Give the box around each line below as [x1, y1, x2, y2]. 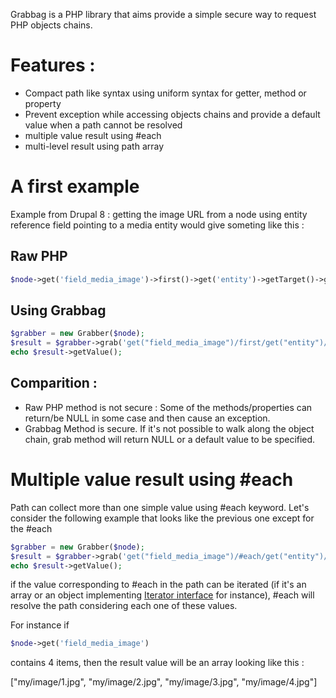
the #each [10, 522, 53, 534]
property [24, 97, 62, 109]
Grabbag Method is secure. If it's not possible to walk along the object [24, 422, 315, 434]
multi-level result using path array [24, 140, 165, 152]
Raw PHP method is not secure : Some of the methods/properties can [24, 401, 313, 413]
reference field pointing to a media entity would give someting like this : [10, 219, 305, 231]
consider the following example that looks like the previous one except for [10, 512, 315, 524]
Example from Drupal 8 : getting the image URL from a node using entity [10, 208, 308, 220]
